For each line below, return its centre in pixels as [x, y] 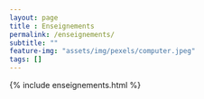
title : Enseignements [52, 26]
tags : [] [26, 59]
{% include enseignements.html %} [75, 85]
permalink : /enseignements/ [62, 34]
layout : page [34, 18]
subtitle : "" [34, 43]
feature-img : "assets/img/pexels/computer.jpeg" [102, 51]
